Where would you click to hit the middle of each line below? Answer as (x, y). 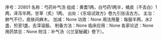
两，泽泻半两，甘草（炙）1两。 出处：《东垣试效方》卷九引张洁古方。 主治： (81, 13)
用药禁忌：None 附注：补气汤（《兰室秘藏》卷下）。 (56, 31)
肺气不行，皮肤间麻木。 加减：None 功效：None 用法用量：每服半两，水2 (79, 19)
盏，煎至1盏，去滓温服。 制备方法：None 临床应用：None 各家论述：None (79, 25)
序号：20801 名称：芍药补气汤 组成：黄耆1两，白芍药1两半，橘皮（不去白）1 (81, 7)
